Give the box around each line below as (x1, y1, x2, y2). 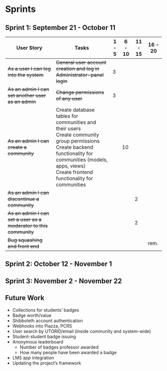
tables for (56, 113, 79, 119)
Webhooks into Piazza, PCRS (12, 323, 72, 329)
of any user (56, 95, 83, 102)
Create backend (56, 144, 93, 151)
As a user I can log (7, 65, 51, 72)
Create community (56, 131, 99, 138)
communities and (56, 119, 96, 126)
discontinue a (7, 195, 39, 202)
